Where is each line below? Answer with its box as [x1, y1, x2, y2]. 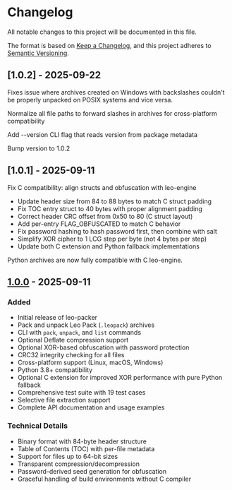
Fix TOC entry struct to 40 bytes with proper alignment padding [17, 204, 203, 213]
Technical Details [7, 421, 68, 431]
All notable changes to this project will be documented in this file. [7, 28, 197, 36]
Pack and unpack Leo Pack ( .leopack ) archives [17, 321, 155, 329]
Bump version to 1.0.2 [7, 144, 71, 153]
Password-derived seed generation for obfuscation [17, 467, 167, 475]
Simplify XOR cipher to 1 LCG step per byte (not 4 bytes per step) [17, 234, 207, 243]
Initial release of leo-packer [17, 313, 97, 322]
